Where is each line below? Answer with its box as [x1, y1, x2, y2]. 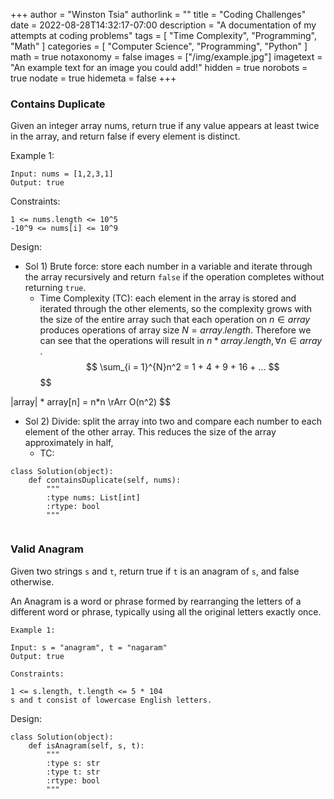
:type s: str [46, 758, 101, 768]
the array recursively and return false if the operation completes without [24, 271, 325, 283]
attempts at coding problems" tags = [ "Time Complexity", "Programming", [10, 30, 317, 41]
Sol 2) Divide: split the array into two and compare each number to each [24, 415, 322, 428]
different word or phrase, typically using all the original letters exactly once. [10, 605, 322, 618]
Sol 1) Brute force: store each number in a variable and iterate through [24, 260, 313, 273]
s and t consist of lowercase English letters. [10, 695, 213, 705]
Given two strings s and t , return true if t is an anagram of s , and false [10, 565, 300, 577]
